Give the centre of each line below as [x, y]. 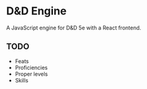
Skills [22, 80]
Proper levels [31, 74]
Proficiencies [31, 67]
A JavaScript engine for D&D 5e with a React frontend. [74, 28]
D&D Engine [36, 11]
